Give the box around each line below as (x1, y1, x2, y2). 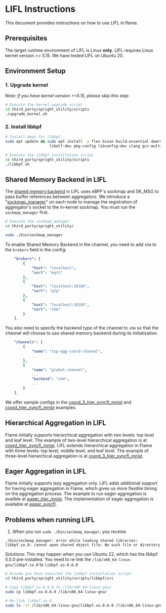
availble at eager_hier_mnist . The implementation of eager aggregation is (5, 496, 154, 502)
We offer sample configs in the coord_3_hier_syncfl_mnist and (5, 399, 132, 405)
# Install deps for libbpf (5, 134, 61, 139)
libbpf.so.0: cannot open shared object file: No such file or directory (5, 542, 161, 548)
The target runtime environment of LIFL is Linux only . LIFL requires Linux (5, 47, 154, 53)
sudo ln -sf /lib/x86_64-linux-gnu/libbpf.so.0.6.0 (5, 603, 114, 608)
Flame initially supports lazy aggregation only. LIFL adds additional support (5, 480, 158, 486)
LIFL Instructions (5, 3, 76, 15)
